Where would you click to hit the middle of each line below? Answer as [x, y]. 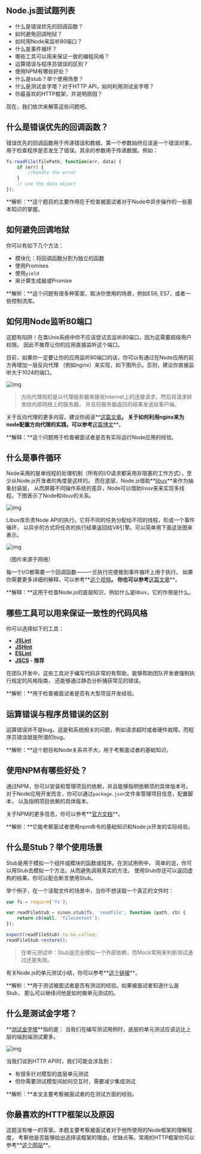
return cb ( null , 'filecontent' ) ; [59, 919]
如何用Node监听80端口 [49, 321]
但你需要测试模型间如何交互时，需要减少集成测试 [75, 1081]
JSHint [24, 647]
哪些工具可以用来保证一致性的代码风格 [77, 613]
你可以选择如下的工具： [35, 629]
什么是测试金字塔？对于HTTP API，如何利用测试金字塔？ [84, 86]
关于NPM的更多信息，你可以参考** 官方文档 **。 [65, 814]
